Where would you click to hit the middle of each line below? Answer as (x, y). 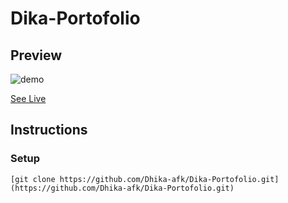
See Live (28, 98)
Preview (36, 55)
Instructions (49, 130)
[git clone (33, 179)
